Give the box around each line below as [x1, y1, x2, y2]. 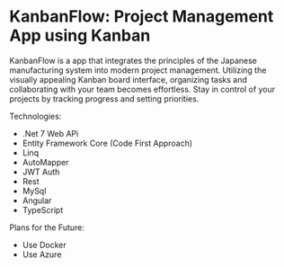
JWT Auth [22, 166, 60, 177]
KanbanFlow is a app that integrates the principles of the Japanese [9, 55, 258, 66]
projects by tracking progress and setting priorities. [9, 93, 200, 104]
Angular [22, 195, 52, 206]
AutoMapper [22, 156, 69, 167]
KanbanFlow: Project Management [9, 6, 274, 27]
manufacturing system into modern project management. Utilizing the [9, 65, 267, 76]
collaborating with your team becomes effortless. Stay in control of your [9, 84, 276, 94]
